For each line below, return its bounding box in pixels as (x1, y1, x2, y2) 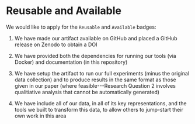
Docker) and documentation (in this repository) (14, 58, 128, 66)
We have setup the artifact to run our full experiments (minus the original (14, 70, 190, 77)
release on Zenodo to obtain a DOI (14, 41, 97, 48)
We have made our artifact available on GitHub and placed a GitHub (14, 35, 177, 42)
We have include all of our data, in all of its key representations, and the (14, 99, 187, 106)
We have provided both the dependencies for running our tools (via (14, 52, 176, 59)
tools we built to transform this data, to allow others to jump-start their (14, 106, 184, 113)
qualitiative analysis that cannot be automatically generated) (14, 88, 159, 95)
